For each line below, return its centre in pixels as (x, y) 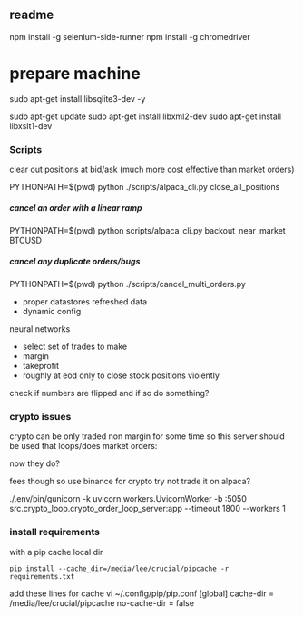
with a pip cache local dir (56, 552)
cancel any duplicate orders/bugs (75, 261)
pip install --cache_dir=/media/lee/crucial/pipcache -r (119, 568)
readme (32, 15)
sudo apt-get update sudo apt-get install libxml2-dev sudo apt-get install (146, 116)
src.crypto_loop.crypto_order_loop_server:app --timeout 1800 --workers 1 (147, 509)
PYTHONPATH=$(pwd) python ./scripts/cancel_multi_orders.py (128, 284)
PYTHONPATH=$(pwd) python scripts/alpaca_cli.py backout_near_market (147, 231)
